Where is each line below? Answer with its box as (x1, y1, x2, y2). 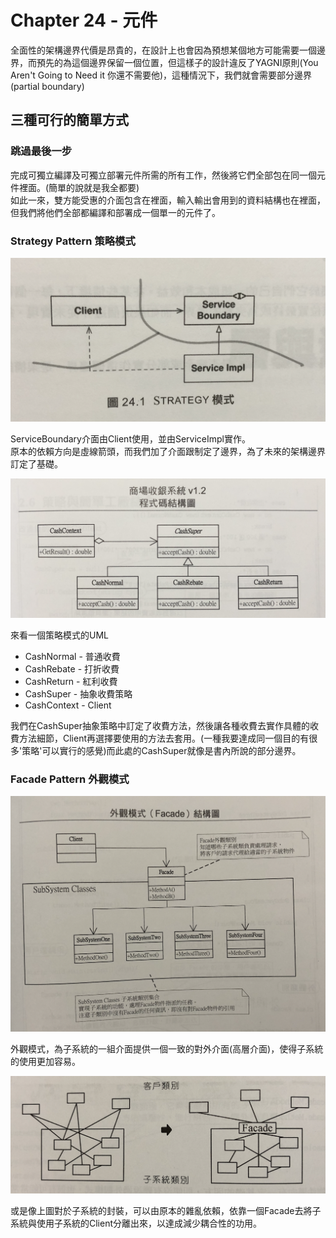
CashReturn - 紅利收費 (24, 675, 118, 687)
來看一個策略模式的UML (10, 629, 109, 641)
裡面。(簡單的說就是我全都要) (18, 181, 140, 193)
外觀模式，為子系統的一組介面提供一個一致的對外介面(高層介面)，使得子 (10, 1042, 307, 1055)
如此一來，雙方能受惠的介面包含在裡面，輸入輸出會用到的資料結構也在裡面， (10, 194, 326, 206)
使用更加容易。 (18, 1055, 81, 1067)
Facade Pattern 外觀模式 (10, 772, 130, 786)
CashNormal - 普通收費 (24, 650, 121, 662)
